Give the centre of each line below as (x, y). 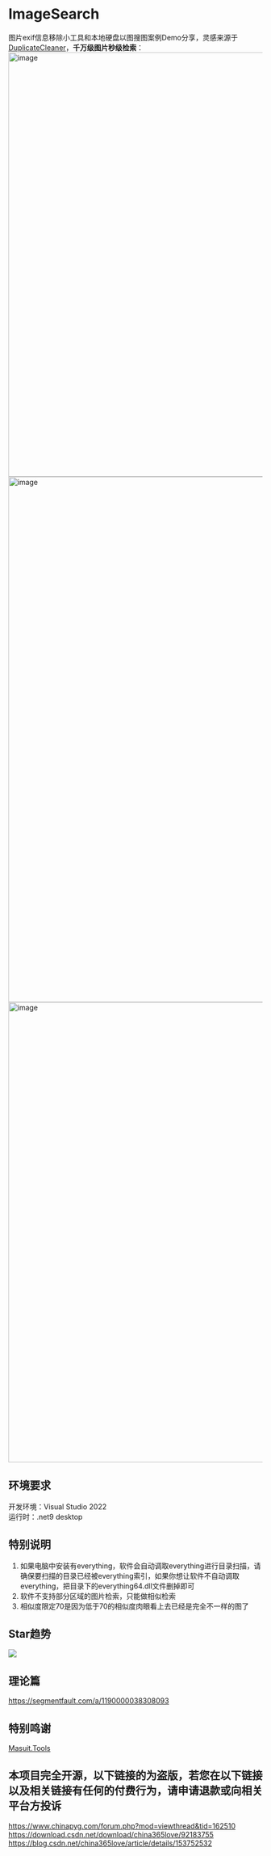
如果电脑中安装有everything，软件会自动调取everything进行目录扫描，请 (140, 1566)
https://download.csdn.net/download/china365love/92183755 (111, 1834)
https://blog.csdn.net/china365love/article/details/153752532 (110, 1843)
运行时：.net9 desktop (46, 1516)
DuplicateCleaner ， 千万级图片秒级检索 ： (76, 47)
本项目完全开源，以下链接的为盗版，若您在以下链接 (135, 1776)
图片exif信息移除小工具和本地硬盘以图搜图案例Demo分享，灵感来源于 (123, 37)
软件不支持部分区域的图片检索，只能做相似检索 (98, 1596)
